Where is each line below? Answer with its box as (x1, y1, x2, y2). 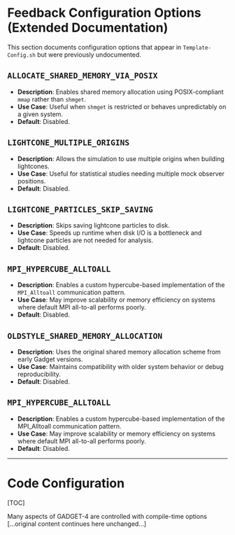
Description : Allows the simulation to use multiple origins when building (17, 154, 225, 162)
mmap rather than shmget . (17, 95, 86, 103)
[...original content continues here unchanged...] (7, 520, 147, 528)
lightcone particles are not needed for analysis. (17, 236, 154, 244)
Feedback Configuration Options (7, 5, 201, 21)
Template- (183, 44, 212, 51)
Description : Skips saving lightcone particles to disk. (17, 221, 170, 230)
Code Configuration (7, 475, 124, 491)
